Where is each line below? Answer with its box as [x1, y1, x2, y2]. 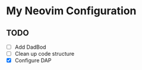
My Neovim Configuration [6, 4, 137, 18]
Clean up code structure [14, 50, 75, 58]
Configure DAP [14, 57, 52, 64]
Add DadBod [14, 43, 46, 50]
